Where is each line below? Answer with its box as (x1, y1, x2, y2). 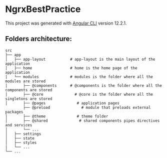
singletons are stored (5, 96, 52, 101)
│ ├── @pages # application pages (5, 100, 120, 106)
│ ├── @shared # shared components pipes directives (5, 118, 160, 123)
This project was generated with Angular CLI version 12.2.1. (5, 20, 127, 26)
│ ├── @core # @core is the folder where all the (5, 92, 153, 97)
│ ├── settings (5, 131, 41, 136)
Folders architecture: (5, 35, 72, 43)
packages (5, 109, 23, 114)
